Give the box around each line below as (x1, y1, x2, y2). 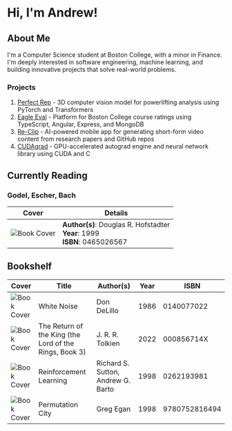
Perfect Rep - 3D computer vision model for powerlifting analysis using (17, 98, 220, 106)
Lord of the (38, 338, 75, 348)
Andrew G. (96, 375, 131, 385)
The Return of (38, 321, 84, 331)
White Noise (38, 301, 78, 311)
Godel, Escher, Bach (7, 190, 76, 200)
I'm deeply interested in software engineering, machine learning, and (7, 58, 204, 66)
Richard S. (96, 358, 130, 367)
